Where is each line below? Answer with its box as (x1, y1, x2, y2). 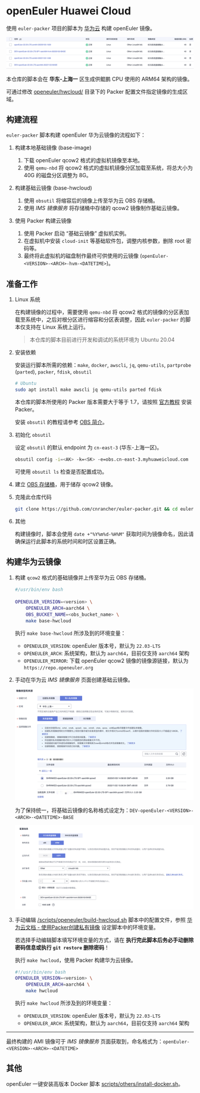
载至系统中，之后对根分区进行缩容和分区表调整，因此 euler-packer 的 (14, 316, 186, 323)
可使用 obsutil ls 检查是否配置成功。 (14, 468, 108, 475)
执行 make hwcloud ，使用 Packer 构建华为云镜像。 (14, 956, 137, 964)
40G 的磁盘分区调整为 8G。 (23, 172, 92, 179)
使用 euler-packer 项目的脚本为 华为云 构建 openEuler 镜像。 (6, 24, 156, 32)
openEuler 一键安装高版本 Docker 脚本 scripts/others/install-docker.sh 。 (6, 1080, 184, 1087)
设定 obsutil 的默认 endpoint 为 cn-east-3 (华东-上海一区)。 (14, 443, 162, 451)
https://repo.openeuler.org (23, 665, 93, 671)
